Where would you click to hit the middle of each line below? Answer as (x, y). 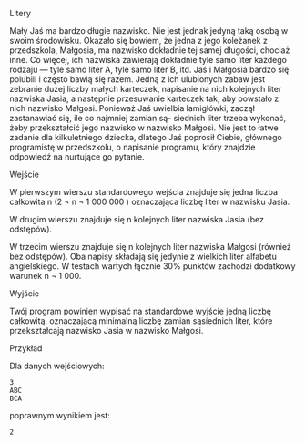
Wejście (24, 174)
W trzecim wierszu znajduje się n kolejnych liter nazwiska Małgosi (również (150, 247)
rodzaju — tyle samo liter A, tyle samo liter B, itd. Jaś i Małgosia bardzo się (149, 69)
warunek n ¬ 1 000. (46, 276)
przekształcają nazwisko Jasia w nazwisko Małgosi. (107, 330)
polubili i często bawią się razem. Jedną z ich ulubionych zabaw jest (137, 79)
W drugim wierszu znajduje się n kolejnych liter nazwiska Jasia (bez (137, 219)
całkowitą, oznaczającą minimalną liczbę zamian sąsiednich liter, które (141, 321)
